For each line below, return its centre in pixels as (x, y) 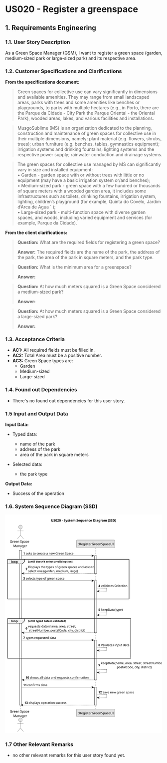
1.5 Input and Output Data (37, 413)
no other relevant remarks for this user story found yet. (69, 755)
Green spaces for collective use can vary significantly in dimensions (87, 92)
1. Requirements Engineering (51, 28)
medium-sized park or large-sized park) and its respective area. (71, 58)
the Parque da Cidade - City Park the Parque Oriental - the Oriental (86, 113)
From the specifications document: (42, 82)
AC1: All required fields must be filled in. (54, 350)
